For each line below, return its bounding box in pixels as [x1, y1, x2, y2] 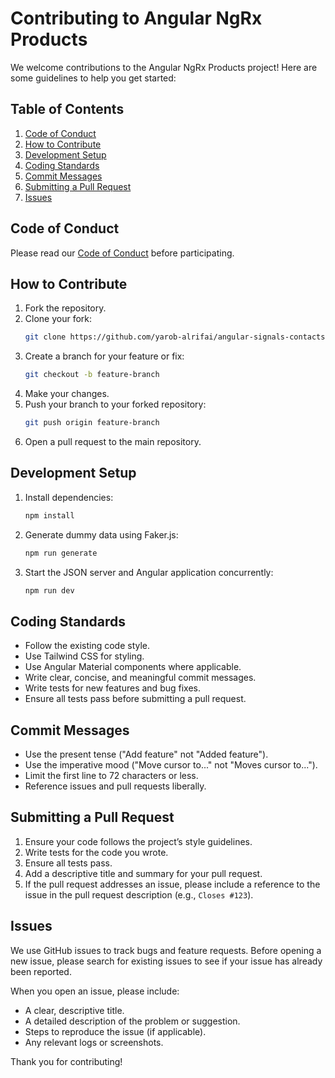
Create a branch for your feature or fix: [24, 350, 185, 362]
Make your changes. [24, 388, 110, 400]
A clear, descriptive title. [24, 1004, 125, 1016]
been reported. [10, 965, 72, 977]
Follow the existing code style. [24, 640, 151, 652]
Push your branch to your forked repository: [24, 398, 207, 411]
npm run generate [24, 548, 98, 558]
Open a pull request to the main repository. [24, 436, 202, 447]
